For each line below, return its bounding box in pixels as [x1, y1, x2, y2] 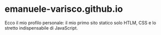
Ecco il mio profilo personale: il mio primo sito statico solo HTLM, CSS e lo [4, 20, 157, 26]
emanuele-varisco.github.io [4, 3, 123, 15]
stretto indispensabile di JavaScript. [4, 25, 78, 31]
